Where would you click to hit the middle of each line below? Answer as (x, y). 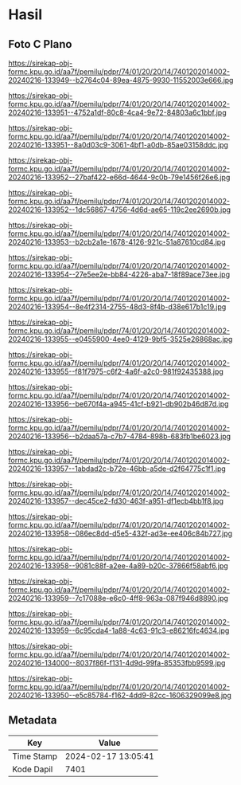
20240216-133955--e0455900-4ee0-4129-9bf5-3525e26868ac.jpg (120, 339)
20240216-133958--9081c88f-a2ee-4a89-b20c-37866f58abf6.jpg (118, 566)
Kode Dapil (33, 769)
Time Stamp (35, 756)
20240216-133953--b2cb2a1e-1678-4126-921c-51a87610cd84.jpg (117, 242)
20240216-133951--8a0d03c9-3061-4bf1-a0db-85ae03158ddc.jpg (119, 145)
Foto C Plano (40, 44)
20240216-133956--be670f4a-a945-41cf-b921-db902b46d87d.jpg (119, 404)
